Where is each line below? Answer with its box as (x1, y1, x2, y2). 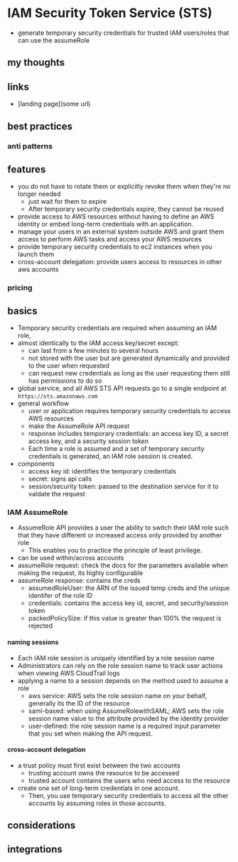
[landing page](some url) (17, 99, 91, 108)
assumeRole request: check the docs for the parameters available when (17, 561, 229, 569)
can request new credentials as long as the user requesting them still (28, 369, 230, 377)
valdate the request (28, 490, 85, 498)
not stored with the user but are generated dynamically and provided (28, 354, 230, 362)
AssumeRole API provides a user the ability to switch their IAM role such (17, 523, 229, 532)
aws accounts (17, 265, 59, 274)
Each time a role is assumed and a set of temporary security (28, 444, 205, 452)
